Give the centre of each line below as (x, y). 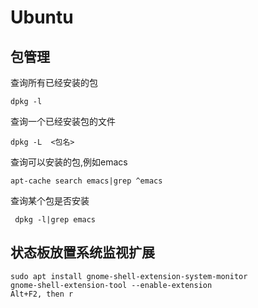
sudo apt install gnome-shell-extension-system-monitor (129, 276)
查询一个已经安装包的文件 (63, 121)
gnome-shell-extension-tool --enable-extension (111, 285)
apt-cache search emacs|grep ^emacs (86, 181)
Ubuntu (42, 17)
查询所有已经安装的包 (54, 82)
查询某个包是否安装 (50, 200)
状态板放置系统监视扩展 (82, 252)
